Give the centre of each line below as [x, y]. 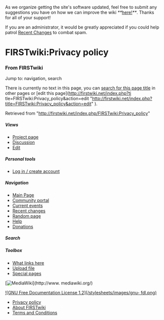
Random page [26, 216]
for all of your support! [28, 18]
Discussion [23, 142]
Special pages [27, 273]
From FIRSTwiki [24, 68]
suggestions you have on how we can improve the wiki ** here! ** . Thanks [80, 12]
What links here [28, 263]
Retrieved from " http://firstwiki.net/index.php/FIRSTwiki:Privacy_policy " [78, 114]
